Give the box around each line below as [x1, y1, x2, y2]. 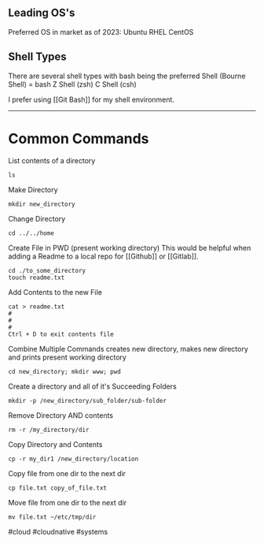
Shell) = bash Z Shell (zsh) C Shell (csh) [8, 79, 137, 89]
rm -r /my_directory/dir [8, 426, 90, 434]
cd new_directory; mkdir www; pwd [8, 367, 122, 375]
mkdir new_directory [8, 200, 76, 208]
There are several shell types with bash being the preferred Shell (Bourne [8, 71, 246, 80]
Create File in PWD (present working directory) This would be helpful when [8, 243, 251, 252]
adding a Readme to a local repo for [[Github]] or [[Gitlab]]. [8, 252, 199, 261]
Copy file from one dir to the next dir [8, 468, 126, 478]
